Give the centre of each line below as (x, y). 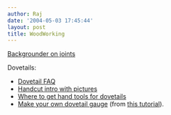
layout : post (27, 27)
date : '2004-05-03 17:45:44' (50, 21)
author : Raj (25, 14)
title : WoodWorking (36, 34)
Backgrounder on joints (42, 54)
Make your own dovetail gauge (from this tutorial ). (91, 104)
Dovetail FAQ (36, 82)
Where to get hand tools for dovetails (72, 97)
